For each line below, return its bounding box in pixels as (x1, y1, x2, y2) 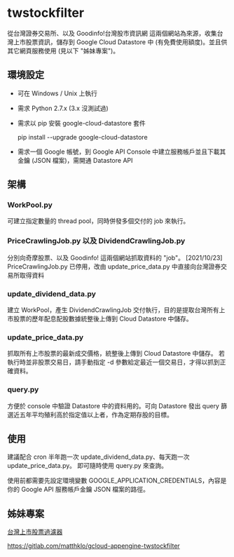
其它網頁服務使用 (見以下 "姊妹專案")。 (7, 46, 120, 55)
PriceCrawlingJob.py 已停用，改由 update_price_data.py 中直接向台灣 (7, 262, 209, 271)
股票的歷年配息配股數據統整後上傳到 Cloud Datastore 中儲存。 (13, 314, 193, 323)
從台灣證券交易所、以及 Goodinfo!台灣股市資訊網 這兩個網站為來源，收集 (7, 29, 217, 37)
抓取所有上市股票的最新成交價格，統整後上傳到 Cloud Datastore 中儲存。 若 (7, 349, 226, 358)
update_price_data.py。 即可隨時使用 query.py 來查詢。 (7, 462, 168, 470)
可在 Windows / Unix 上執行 (17, 89, 98, 98)
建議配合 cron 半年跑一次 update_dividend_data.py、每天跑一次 (7, 452, 191, 461)
